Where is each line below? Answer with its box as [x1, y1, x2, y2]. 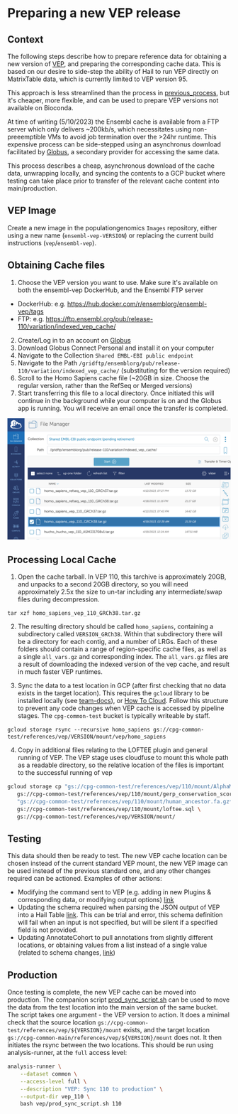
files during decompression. [17, 595, 100, 604]
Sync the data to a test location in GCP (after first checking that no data [17, 681, 227, 690]
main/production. [7, 184, 58, 193]
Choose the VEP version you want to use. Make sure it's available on [17, 278, 218, 286]
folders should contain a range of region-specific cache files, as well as [17, 645, 227, 653]
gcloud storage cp [7, 783, 62, 791]
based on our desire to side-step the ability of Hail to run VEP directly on [7, 68, 219, 75]
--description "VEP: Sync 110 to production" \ [20, 1086, 163, 1093]
